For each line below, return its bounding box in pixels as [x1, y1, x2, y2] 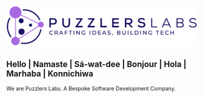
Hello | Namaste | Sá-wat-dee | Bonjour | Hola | [6, 59, 187, 70]
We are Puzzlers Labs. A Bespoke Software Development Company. [6, 85, 176, 92]
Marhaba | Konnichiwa [6, 69, 94, 79]
